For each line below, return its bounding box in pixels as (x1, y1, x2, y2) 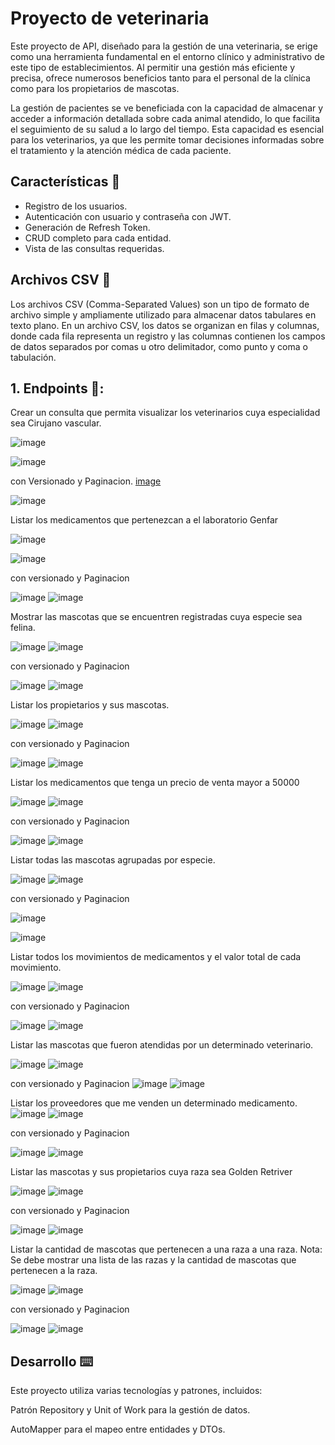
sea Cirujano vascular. (10, 417, 102, 429)
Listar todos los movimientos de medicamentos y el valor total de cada (10, 951, 302, 963)
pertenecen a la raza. (10, 1265, 98, 1277)
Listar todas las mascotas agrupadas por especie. (10, 854, 216, 866)
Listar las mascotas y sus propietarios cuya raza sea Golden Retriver (10, 1166, 293, 1178)
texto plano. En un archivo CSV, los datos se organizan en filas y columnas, (10, 319, 320, 331)
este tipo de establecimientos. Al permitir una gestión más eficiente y (10, 61, 296, 73)
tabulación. (10, 351, 57, 363)
